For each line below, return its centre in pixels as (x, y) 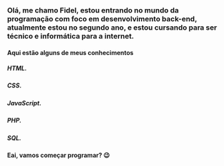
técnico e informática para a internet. (71, 36)
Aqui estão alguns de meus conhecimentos (70, 52)
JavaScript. (24, 103)
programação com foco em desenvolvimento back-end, (102, 19)
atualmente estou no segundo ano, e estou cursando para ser (112, 28)
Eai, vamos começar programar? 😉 (59, 155)
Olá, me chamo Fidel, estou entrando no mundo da (93, 10)
